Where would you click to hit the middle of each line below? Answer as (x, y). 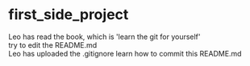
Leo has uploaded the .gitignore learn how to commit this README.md (125, 53)
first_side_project (69, 15)
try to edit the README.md (53, 45)
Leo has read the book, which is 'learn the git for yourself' (104, 37)
